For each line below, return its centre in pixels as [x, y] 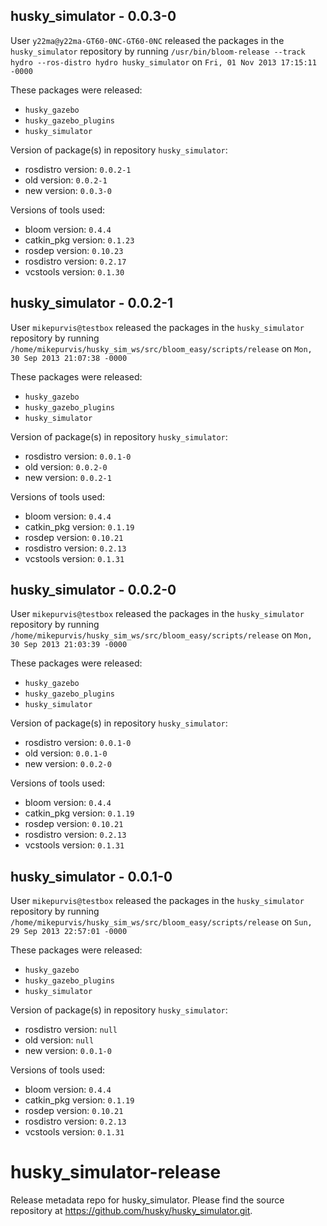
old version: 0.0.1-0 [66, 753]
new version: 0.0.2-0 [68, 764]
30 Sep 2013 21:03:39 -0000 [69, 645]
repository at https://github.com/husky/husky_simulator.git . [131, 1211]
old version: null [59, 1040]
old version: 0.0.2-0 [66, 466]
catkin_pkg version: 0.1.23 [79, 240]
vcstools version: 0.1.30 [74, 271]
